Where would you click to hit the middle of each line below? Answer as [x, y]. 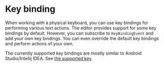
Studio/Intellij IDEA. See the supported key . [49, 58]
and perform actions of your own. [39, 43]
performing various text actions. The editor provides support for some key [81, 28]
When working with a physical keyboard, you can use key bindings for [77, 23]
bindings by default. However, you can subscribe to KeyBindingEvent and [79, 33]
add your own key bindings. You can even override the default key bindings [82, 38]
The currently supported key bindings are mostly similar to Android [74, 53]
